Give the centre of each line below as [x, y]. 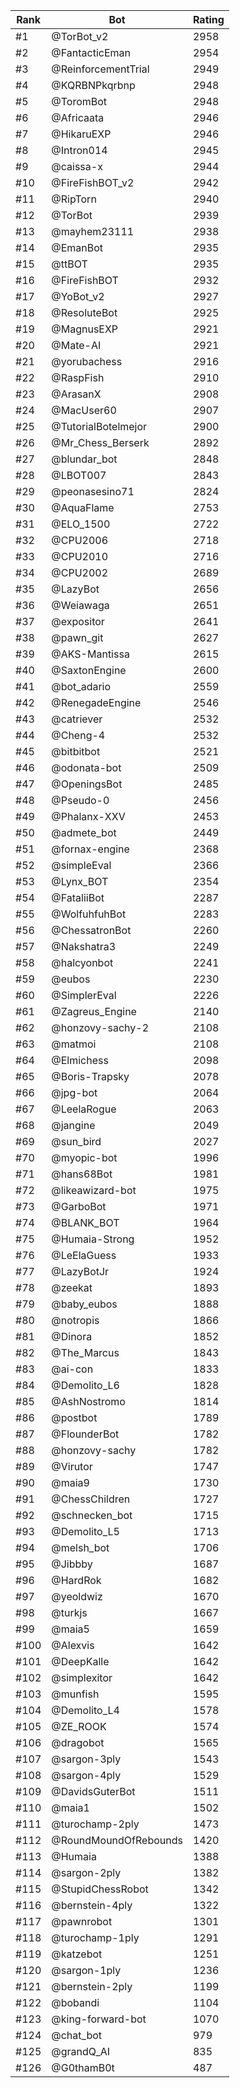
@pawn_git [77, 637]
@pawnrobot [82, 1921]
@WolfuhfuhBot [89, 914]
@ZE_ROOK [79, 1726]
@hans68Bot [82, 1174]
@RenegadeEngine [96, 702]
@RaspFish [78, 377]
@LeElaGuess [84, 1255]
